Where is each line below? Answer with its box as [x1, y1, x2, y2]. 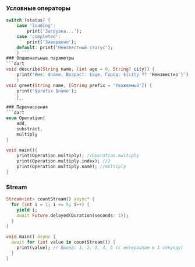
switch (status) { [6, 18, 51, 23]
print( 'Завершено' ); [27, 39, 77, 45]
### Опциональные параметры [6, 56, 75, 61]
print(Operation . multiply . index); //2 [16, 158, 111, 164]
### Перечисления [6, 104, 48, 110]
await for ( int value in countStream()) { [11, 240, 116, 245]
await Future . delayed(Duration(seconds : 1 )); [16, 212, 129, 219]
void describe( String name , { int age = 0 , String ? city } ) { [6, 66, 155, 72]
